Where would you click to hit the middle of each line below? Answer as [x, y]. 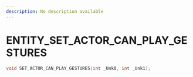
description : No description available [55, 11]
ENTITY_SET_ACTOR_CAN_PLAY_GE [97, 40]
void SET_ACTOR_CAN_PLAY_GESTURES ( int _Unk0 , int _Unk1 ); [78, 68]
